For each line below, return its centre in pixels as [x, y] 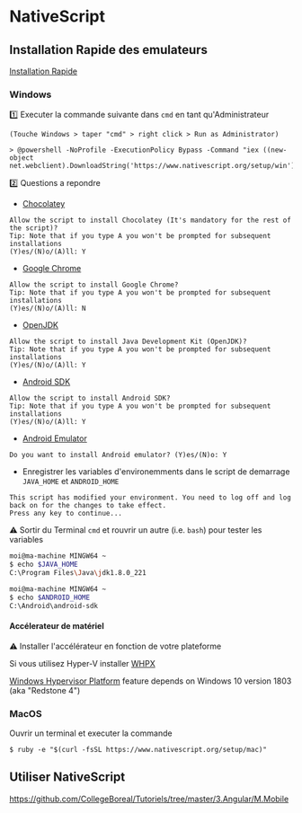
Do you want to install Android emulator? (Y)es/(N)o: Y [118, 455]
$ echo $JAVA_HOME [44, 565]
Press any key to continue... [66, 514]
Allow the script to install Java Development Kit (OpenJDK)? [128, 342]
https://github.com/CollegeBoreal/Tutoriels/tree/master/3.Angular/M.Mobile [149, 799]
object [22, 158]
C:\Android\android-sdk [54, 605]
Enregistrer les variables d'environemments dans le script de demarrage [156, 472]
